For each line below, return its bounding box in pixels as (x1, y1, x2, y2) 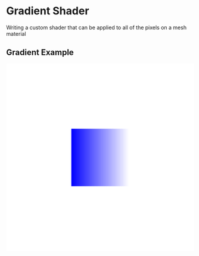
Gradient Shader (6, 4, 89, 18)
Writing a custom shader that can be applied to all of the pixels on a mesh (6, 24, 186, 31)
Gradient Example (6, 48, 74, 58)
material (6, 30, 26, 37)
